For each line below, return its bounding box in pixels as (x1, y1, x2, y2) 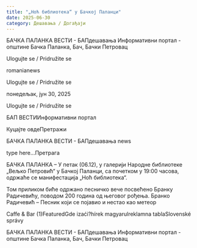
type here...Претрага (6, 150, 60, 157)
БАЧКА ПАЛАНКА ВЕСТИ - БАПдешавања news (6, 137, 131, 145)
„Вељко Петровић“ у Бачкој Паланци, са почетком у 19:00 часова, (6, 168, 179, 175)
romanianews (6, 67, 41, 74)
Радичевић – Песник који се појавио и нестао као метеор (6, 199, 157, 206)
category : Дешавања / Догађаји (6, 20, 86, 26)
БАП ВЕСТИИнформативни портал (6, 114, 96, 122)
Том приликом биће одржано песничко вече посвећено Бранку (6, 186, 173, 193)
